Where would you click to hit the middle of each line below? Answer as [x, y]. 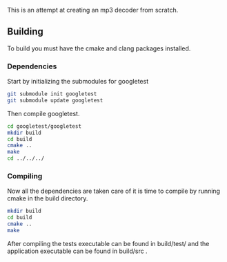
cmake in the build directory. [48, 198]
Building [25, 31]
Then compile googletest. [43, 113]
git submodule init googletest [52, 94]
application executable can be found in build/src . [77, 251]
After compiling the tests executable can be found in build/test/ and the [108, 243]
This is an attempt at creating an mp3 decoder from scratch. [93, 10]
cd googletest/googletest [44, 126]
